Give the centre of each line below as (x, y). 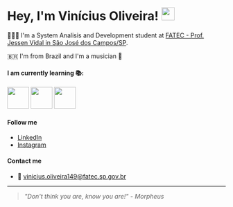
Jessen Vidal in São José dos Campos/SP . (68, 42)
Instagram (32, 145)
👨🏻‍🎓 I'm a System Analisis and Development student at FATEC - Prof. (106, 35)
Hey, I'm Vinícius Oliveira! (83, 16)
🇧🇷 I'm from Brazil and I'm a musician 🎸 (65, 56)
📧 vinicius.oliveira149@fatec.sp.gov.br (72, 176)
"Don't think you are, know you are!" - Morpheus (94, 196)
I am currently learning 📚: (46, 73)
